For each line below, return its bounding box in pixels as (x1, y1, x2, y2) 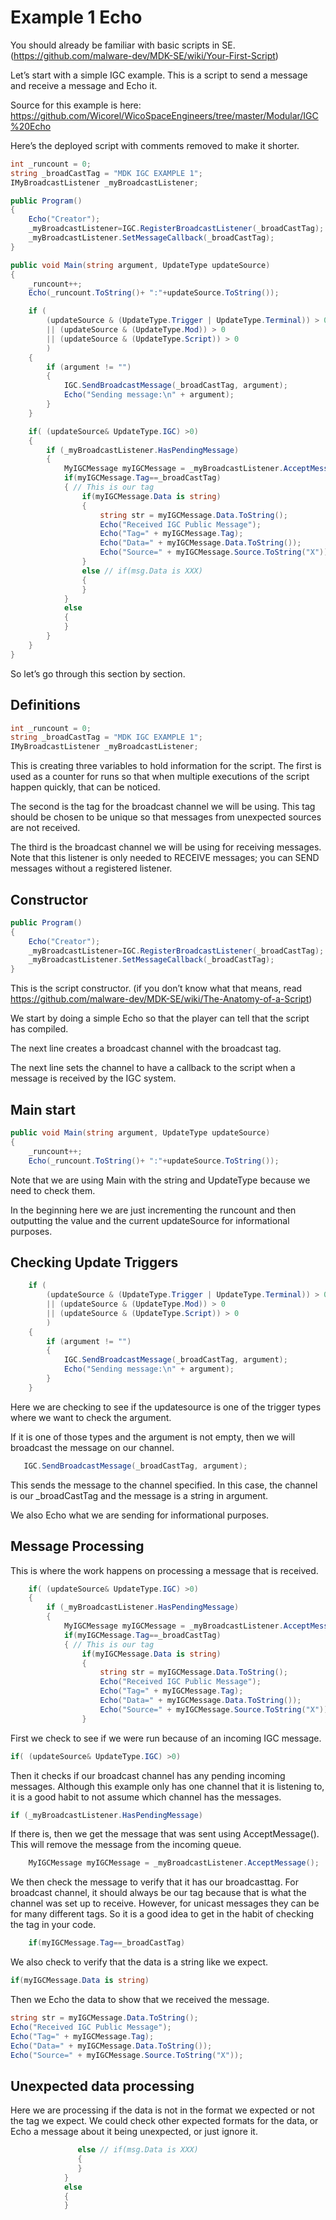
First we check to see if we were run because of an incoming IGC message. (10, 1732, 322, 1744)
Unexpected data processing (10, 2077, 195, 2095)
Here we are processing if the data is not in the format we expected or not (10, 2104, 315, 2116)
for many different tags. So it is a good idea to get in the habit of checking (10, 1908, 315, 1920)
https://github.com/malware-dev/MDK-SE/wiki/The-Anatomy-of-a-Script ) (10, 993, 313, 1005)
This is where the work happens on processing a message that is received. (10, 1564, 319, 1576)
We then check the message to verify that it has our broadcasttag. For (10, 1876, 299, 1888)
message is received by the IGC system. (10, 1072, 177, 1085)
